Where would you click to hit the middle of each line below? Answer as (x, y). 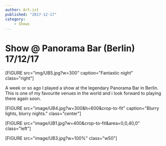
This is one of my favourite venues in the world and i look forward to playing (83, 93)
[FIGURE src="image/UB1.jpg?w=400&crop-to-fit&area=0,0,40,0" (73, 123)
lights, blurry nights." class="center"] (43, 113)
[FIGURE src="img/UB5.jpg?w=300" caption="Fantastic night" (69, 73)
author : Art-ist (22, 10)
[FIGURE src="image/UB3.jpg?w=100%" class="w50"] (61, 138)
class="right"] (19, 78)
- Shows (22, 24)
